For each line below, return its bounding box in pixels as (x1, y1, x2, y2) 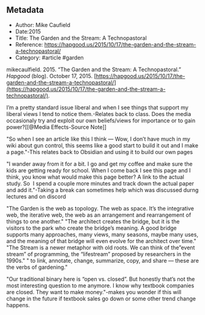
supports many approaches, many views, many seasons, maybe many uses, (6, 230, 199, 238)
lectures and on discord (6, 193, 66, 200)
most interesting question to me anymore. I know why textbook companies (6, 282, 195, 289)
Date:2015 (15, 28, 41, 35)
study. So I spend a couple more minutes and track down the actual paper (6, 179, 195, 187)
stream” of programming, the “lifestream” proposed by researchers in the (6, 250, 191, 257)
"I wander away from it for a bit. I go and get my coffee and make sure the (6, 160, 193, 168)
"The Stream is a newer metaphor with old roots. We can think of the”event (6, 244, 195, 251)
